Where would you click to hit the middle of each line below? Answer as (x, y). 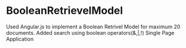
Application (20, 39)
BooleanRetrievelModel (65, 11)
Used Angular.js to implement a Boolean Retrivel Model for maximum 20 (93, 27)
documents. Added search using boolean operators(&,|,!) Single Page (90, 32)
